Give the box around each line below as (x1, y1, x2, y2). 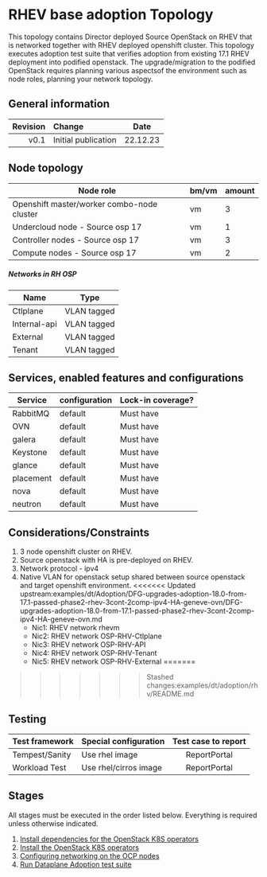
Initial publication (52, 134, 117, 145)
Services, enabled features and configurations (8, 371, 244, 384)
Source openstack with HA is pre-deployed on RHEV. (19, 555, 193, 565)
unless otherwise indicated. (8, 818, 99, 828)
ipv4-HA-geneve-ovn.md (19, 614, 103, 624)
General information (8, 97, 110, 111)
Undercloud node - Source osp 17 (12, 221, 142, 232)
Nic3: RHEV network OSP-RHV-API (31, 640, 146, 649)
